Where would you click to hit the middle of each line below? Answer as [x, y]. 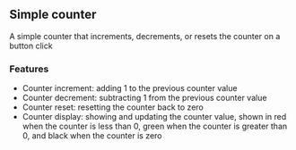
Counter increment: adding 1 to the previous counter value [130, 88]
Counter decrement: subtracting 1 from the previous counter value [144, 98]
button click [31, 46]
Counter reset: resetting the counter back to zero [113, 107]
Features [29, 69]
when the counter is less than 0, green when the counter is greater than [155, 126]
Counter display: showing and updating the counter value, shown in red [154, 117]
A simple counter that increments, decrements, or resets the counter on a [145, 36]
